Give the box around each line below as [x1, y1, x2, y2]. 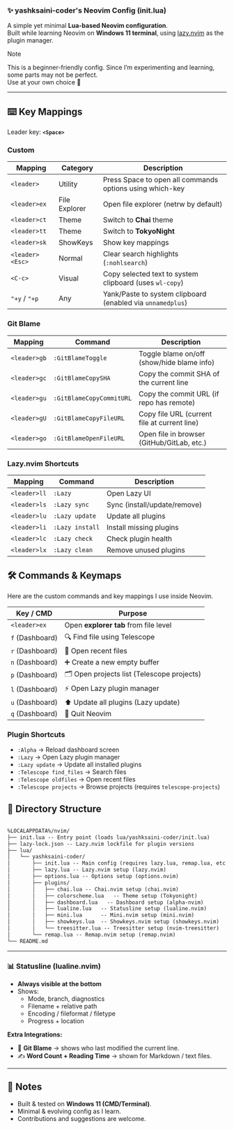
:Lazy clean [53, 547, 93, 553]
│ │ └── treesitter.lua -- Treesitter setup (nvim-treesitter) [7, 925, 219, 932]
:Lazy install [53, 523, 100, 531]
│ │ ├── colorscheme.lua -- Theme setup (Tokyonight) [7, 892, 198, 899]
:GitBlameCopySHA [53, 374, 111, 382]
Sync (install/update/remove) [107, 500, 203, 510]
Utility [58, 179, 78, 189]
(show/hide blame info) [138, 357, 214, 367]
